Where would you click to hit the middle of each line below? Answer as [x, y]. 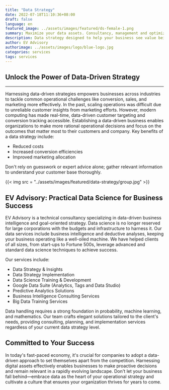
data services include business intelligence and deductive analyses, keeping [84, 234]
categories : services [28, 52]
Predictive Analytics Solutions [43, 291]
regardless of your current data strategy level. [53, 327]
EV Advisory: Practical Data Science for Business [84, 198]
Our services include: [27, 259]
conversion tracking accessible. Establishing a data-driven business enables [84, 121]
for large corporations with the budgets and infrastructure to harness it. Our [83, 228]
